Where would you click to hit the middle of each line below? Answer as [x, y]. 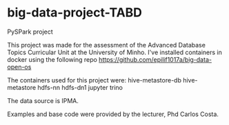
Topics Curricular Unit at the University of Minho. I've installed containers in [115, 52]
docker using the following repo [52, 59]
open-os [19, 67]
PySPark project [30, 32]
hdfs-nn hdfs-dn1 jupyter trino [80, 87]
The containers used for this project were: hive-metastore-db [94, 80]
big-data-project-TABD [75, 13]
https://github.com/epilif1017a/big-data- [156, 59]
